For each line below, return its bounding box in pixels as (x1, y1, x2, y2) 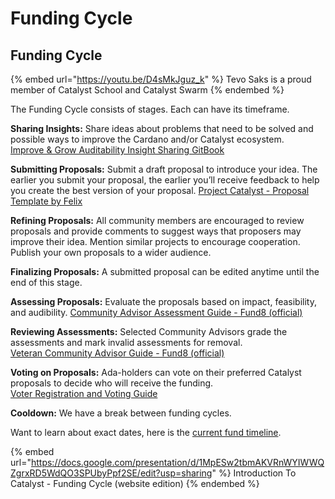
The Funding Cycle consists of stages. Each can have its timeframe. (10, 103, 290, 115)
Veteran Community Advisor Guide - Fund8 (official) (10, 347, 225, 359)
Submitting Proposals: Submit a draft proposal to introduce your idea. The (10, 163, 318, 175)
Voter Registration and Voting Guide (10, 388, 158, 399)
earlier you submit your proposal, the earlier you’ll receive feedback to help (10, 174, 320, 186)
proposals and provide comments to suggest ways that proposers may (10, 225, 302, 237)
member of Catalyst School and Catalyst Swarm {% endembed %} (10, 84, 285, 96)
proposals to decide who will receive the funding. (10, 377, 214, 389)
